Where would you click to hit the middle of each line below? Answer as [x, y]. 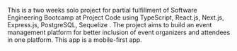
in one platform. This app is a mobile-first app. [75, 40]
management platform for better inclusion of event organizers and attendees [119, 32]
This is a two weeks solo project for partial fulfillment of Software [102, 10]
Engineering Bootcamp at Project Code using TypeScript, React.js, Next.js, [116, 17]
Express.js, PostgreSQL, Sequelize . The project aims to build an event [110, 25]
